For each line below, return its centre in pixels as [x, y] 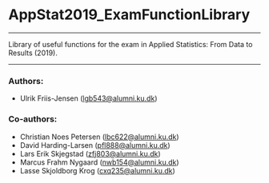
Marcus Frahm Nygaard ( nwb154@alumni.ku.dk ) [99, 162]
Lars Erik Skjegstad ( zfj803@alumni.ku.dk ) [90, 153]
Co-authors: [33, 119]
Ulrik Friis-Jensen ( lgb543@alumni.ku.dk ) [88, 98]
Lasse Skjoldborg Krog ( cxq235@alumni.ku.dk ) [98, 170]
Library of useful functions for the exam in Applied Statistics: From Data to [130, 44]
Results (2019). [33, 53]
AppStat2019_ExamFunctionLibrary [129, 15]
